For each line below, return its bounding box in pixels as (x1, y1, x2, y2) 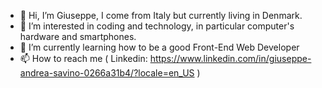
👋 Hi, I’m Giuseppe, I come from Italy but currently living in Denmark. (19, 10, 303, 21)
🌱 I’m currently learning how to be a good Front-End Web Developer (19, 41, 300, 53)
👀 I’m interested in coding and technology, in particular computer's (19, 20, 295, 32)
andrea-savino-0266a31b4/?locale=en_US (19, 67, 195, 79)
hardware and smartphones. (19, 31, 137, 42)
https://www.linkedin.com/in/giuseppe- (149, 53, 312, 64)
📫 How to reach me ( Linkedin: (19, 53, 148, 64)
